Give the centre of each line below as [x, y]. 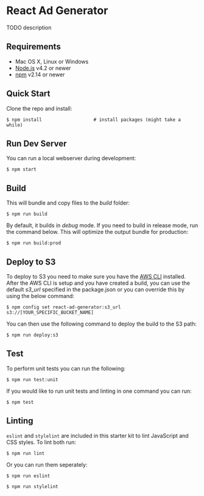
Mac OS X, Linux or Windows [52, 61]
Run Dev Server [37, 143]
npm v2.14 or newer [40, 75]
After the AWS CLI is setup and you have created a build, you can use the [98, 283]
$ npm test [20, 402]
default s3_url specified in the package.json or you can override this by [95, 290]
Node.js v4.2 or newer [43, 68]
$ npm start [21, 170]
